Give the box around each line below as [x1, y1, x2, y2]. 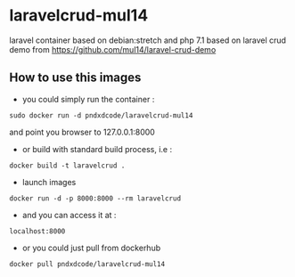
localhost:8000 [9, 226, 66, 236]
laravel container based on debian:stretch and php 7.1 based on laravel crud [9, 35, 287, 45]
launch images [21, 176, 77, 187]
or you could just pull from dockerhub [21, 242, 161, 253]
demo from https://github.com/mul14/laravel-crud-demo [9, 44, 217, 54]
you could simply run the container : [21, 94, 155, 104]
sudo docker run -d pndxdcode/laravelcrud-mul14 [9, 110, 193, 120]
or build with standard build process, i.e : [21, 143, 172, 154]
